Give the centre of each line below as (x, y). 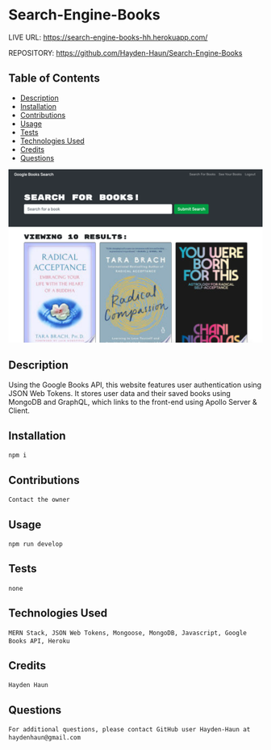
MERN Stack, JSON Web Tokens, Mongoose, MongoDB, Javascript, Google (128, 633)
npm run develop (35, 544)
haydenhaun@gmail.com (45, 738)
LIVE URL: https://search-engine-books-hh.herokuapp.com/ (108, 37)
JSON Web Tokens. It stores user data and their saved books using (120, 393)
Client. (19, 411)
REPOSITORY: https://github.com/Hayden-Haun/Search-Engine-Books (125, 53)
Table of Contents (54, 78)
